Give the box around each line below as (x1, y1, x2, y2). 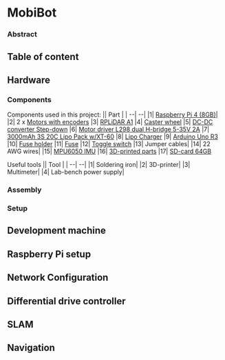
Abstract (7, 30, 38, 39)
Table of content (7, 50, 79, 63)
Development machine (7, 225, 107, 237)
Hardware (7, 74, 50, 86)
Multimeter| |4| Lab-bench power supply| (7, 168, 125, 177)
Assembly (7, 185, 42, 194)
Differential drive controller (7, 295, 126, 307)
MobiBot (7, 5, 57, 21)
